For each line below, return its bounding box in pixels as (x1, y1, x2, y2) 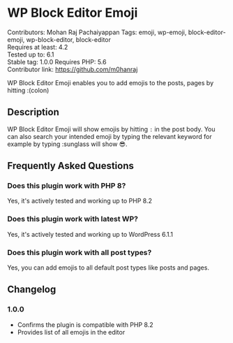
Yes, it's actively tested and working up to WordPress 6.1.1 (7, 230, 173, 238)
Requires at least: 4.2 (7, 43, 68, 51)
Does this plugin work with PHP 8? (7, 181, 126, 191)
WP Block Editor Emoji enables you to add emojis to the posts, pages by (7, 78, 214, 87)
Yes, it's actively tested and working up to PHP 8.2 (7, 197, 152, 205)
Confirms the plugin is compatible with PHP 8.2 (17, 320, 153, 329)
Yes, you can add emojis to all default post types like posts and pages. (7, 263, 209, 272)
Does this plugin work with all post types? (7, 247, 152, 257)
